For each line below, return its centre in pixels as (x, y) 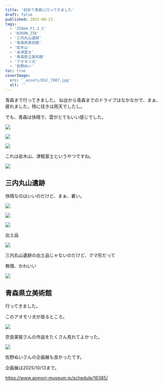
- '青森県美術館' (26, 43)
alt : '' (18, 85)
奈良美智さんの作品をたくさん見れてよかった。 (54, 337)
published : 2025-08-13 (29, 19)
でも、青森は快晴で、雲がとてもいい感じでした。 (56, 117)
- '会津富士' (22, 52)
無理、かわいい (21, 266)
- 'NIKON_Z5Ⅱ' (24, 33)
